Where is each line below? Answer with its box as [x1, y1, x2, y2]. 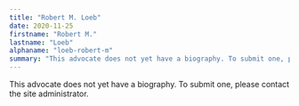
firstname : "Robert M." [9, 29, 98, 38]
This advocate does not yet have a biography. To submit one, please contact [9, 79, 290, 89]
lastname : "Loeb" [9, 37, 74, 47]
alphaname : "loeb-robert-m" [9, 46, 114, 55]
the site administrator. [9, 88, 89, 99]
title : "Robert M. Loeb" [9, 12, 101, 22]
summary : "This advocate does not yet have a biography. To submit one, [9, 54, 285, 63]
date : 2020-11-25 [9, 21, 74, 30]
